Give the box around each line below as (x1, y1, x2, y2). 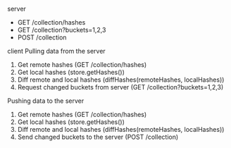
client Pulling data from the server (7, 47, 106, 55)
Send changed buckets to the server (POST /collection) (17, 132, 179, 141)
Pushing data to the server (7, 97, 85, 105)
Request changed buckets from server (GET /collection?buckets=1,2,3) (17, 83, 224, 91)
